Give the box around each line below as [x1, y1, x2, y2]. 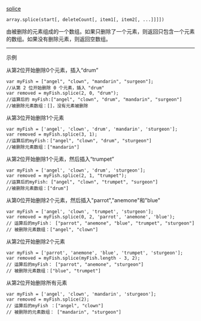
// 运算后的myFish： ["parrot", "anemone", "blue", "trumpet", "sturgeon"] [6, 220, 195, 226]
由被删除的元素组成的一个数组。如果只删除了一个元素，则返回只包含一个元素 [6, 28, 195, 35]
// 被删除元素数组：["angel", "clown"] [6, 227, 99, 233]
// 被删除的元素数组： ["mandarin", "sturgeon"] [6, 309, 121, 315]
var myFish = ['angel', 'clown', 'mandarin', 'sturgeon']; [6, 291, 157, 297]
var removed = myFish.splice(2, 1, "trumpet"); [6, 173, 127, 179]
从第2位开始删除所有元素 [6, 279, 68, 286]
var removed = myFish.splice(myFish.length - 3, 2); [6, 255, 141, 261]
